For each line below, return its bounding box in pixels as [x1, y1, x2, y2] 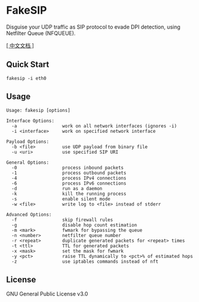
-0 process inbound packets [11, 164, 124, 170]
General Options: [6, 159, 49, 166]
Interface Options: [6, 117, 55, 124]
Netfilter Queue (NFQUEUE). [6, 29, 76, 36]
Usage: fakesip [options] [6, 107, 70, 113]
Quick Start [6, 60, 49, 70]
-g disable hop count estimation [11, 222, 137, 228]
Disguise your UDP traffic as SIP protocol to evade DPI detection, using [6, 23, 181, 30]
